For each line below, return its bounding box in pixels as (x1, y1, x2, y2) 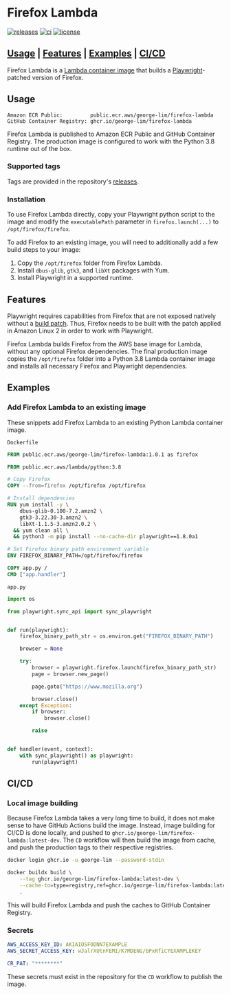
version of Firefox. (32, 73, 84, 81)
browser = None (19, 645, 63, 653)
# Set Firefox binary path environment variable (7, 546, 149, 553)
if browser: (32, 709, 67, 716)
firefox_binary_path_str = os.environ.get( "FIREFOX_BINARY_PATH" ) (19, 633, 214, 640)
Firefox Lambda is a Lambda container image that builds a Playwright (7, 66, 203, 74)
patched (7, 73, 31, 81)
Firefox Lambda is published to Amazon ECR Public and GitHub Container (7, 130, 215, 138)
